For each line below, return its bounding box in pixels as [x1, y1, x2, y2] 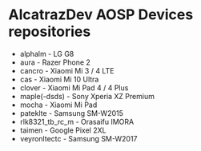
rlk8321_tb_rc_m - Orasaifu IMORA [19, 117, 135, 126]
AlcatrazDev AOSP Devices [8, 6, 194, 24]
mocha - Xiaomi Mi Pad [19, 100, 98, 109]
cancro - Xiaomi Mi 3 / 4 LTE [19, 66, 115, 75]
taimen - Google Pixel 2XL [19, 125, 107, 135]
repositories [8, 22, 91, 41]
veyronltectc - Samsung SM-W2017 [19, 133, 138, 143]
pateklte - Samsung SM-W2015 [19, 108, 124, 117]
